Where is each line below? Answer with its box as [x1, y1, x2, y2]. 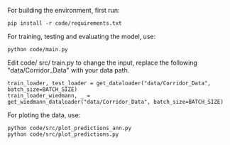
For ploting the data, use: [7, 111, 81, 119]
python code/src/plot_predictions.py [7, 131, 119, 138]
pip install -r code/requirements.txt [7, 20, 122, 27]
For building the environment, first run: [7, 6, 120, 14]
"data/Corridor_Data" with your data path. [7, 66, 130, 74]
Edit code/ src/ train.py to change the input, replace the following [7, 58, 197, 67]
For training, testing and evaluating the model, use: [7, 32, 156, 41]
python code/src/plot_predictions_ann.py [7, 124, 132, 131]
